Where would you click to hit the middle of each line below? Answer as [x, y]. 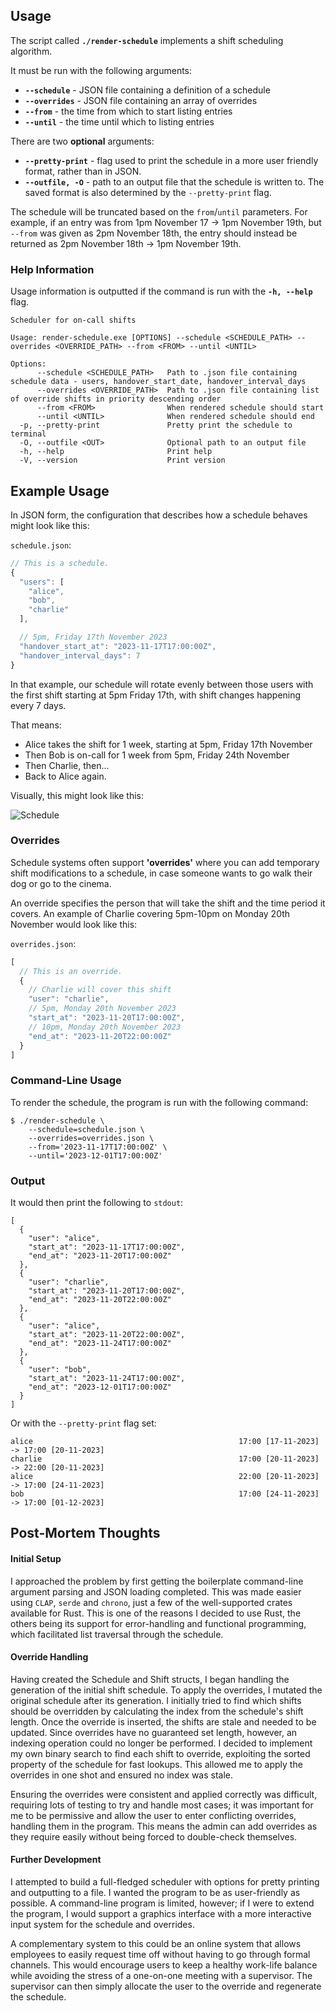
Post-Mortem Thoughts [85, 1533]
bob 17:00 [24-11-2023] [165, 1494]
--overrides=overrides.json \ [91, 1138]
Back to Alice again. [65, 776]
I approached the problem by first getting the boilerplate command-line [157, 1581]
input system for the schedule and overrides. [102, 1925]
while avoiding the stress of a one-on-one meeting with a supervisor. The [161, 1976]
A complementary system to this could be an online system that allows [156, 1944]
